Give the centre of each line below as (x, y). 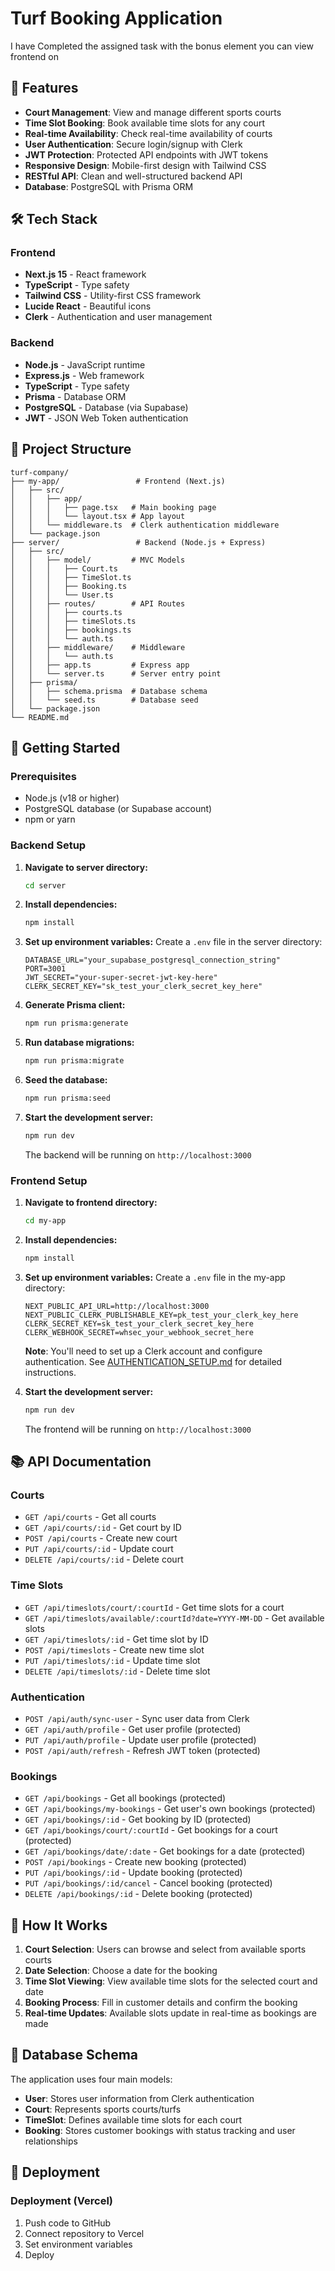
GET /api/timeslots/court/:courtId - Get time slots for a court (154, 1607)
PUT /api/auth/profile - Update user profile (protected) (140, 1739)
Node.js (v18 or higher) (72, 798)
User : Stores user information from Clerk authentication (139, 2098)
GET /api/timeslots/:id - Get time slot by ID (116, 1639)
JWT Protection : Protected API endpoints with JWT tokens (146, 154)
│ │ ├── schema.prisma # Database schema (109, 691)
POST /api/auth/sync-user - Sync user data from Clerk (137, 1718)
